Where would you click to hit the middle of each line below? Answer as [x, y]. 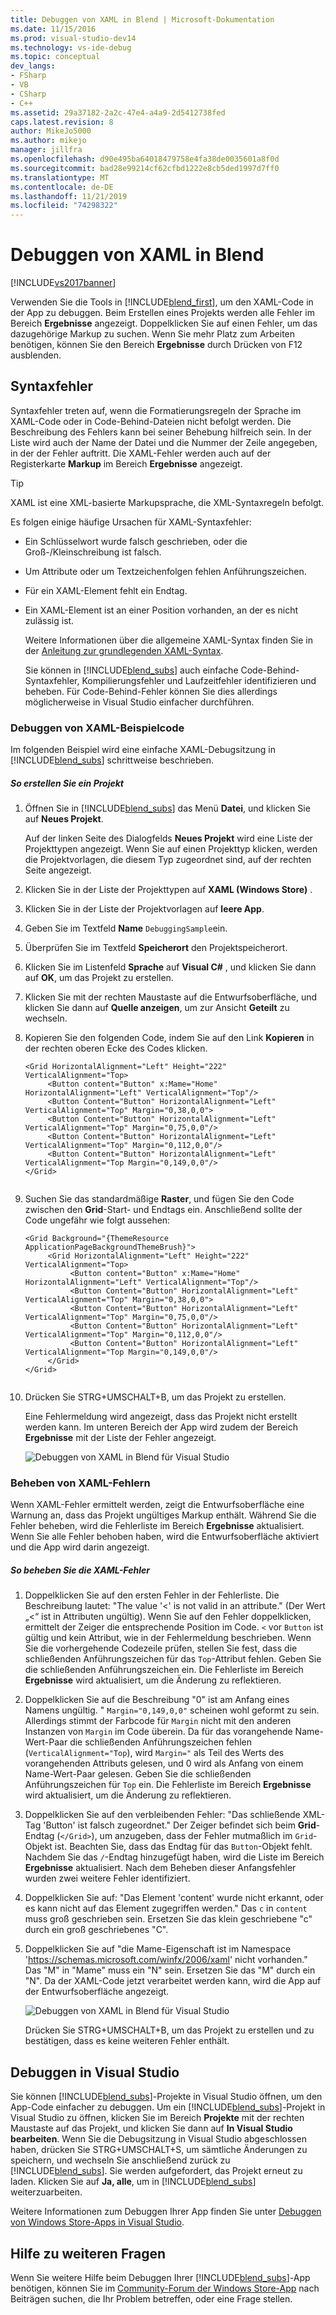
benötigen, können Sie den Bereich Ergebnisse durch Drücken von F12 [156, 345]
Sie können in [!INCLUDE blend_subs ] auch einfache [131, 670]
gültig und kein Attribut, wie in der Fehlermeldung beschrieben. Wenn [168, 1638]
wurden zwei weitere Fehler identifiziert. [107, 1878]
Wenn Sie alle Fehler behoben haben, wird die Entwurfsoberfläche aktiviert [165, 1537]
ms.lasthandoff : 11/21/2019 [69, 196]
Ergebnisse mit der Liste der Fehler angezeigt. [120, 1438]
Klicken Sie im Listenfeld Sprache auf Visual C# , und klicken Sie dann [170, 967]
